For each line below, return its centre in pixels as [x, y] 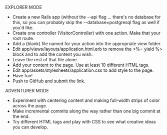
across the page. [30, 106]
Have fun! [22, 76]
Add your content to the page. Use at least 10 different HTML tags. [81, 65]
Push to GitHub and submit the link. [49, 81]
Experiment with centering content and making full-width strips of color [86, 100]
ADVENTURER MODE [27, 91]
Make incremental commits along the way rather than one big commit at [86, 111]
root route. [23, 38]
